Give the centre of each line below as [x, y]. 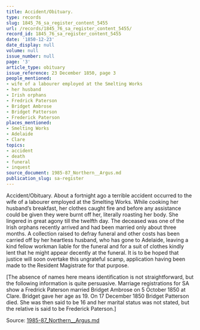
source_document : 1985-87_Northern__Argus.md [64, 173]
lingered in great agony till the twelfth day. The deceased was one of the [95, 221]
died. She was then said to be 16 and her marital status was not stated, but [98, 302]
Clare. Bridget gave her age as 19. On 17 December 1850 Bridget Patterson [98, 296]
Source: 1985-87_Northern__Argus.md [53, 320]
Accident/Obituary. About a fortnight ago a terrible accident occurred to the [99, 195]
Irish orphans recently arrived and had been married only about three [91, 227]
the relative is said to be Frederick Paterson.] [61, 308]
